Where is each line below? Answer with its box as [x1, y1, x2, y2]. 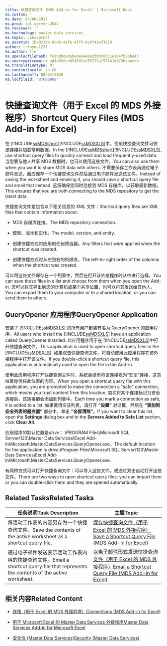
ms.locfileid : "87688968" [5, 77, 59, 82]
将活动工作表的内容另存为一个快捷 [7, 519, 88, 526]
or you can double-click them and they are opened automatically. [5, 479, 139, 485]
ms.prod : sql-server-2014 [5, 21, 59, 26]
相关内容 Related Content [5, 594, 83, 603]
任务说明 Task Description [17, 509, 79, 516]
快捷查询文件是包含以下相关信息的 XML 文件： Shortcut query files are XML [5, 203, 159, 210]
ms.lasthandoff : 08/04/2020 [5, 72, 64, 77]
